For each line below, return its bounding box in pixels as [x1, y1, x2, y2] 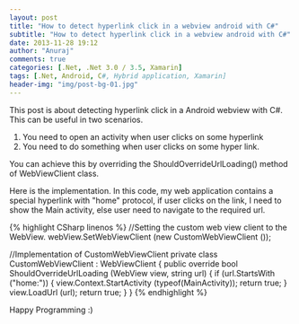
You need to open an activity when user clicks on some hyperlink [22, 131, 264, 142]
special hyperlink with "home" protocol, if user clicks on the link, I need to [9, 195, 282, 206]
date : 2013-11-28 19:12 [9, 38, 99, 48]
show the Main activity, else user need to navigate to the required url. [9, 204, 266, 215]
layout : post [9, 13, 58, 22]
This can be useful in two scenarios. [9, 114, 144, 125]
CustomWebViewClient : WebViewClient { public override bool [9, 258, 238, 269]
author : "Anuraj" [9, 47, 75, 56]
